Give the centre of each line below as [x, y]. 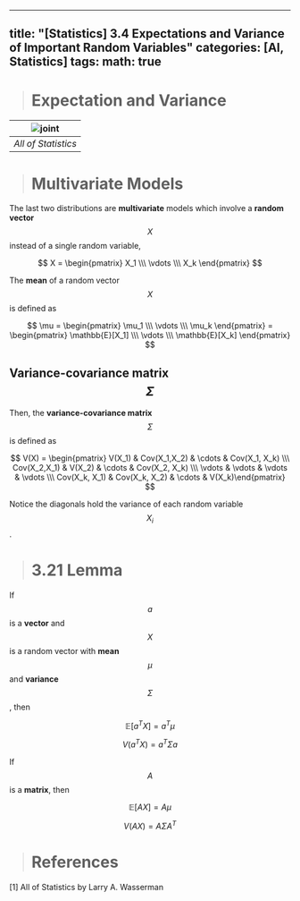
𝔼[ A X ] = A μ [150, 807]
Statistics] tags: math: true [86, 62]
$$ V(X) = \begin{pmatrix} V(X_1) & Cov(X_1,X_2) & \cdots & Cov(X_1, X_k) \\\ [150, 458]
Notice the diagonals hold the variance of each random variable [126, 504]
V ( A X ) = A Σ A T [150, 825]
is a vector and [37, 623]
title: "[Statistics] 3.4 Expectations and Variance [147, 34]
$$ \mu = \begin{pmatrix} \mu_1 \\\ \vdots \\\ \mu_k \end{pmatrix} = [150, 326]
